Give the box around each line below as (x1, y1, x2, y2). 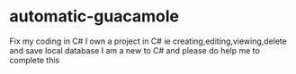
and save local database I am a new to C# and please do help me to (9, 45, 261, 55)
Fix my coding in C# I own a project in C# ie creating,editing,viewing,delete (9, 36, 288, 46)
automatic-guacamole (9, 6, 180, 27)
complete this (9, 54, 60, 65)
